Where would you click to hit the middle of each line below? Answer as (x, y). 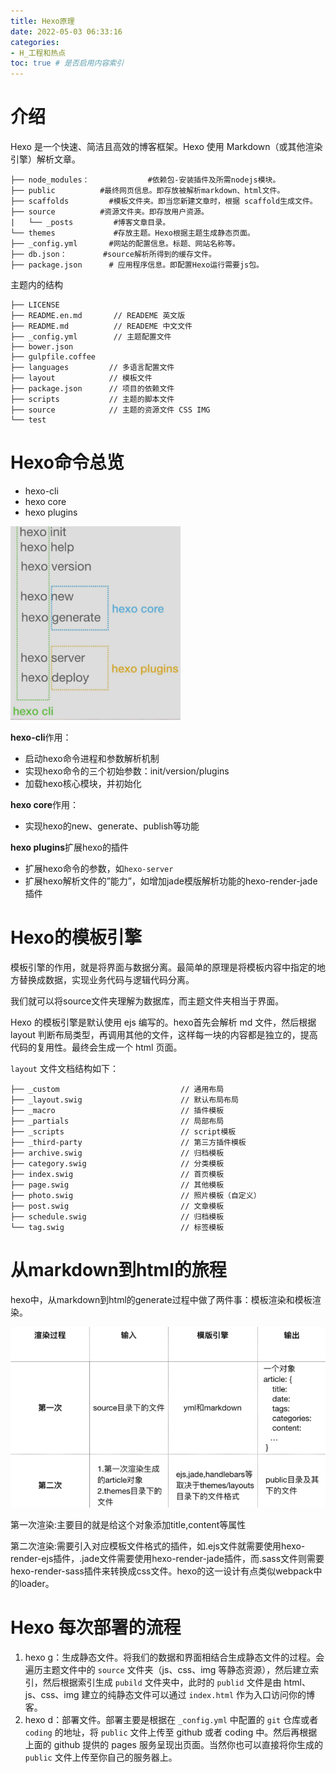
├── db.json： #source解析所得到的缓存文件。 (113, 255)
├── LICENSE (35, 305)
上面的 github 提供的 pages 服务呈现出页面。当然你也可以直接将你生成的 (173, 1745)
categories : (35, 42)
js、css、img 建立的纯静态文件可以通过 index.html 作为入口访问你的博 (170, 1695)
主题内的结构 (36, 285)
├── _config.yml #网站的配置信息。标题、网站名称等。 (125, 244)
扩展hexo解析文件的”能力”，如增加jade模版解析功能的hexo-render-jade (171, 881)
